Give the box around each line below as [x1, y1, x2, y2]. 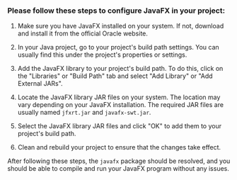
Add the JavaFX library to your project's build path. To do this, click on [17, 64, 224, 73]
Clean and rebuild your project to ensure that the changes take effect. [17, 143, 221, 152]
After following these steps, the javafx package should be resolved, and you [7, 157, 231, 165]
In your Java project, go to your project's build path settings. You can [17, 43, 219, 52]
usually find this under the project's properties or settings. [17, 50, 187, 59]
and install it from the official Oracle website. [17, 29, 149, 38]
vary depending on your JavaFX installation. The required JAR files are [17, 101, 224, 109]
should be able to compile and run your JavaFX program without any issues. [7, 164, 230, 173]
